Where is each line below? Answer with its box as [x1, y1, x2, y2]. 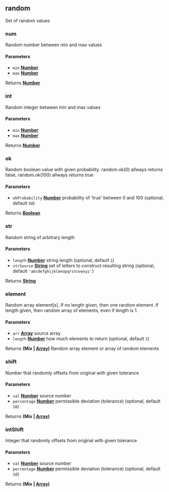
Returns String [5, 278, 36, 284]
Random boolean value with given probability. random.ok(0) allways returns [5, 167, 163, 173]
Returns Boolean [5, 210, 40, 216]
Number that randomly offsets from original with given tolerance [5, 370, 139, 376]
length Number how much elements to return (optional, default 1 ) [12, 336, 149, 342]
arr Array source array [12, 330, 61, 337]
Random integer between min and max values [5, 104, 101, 110]
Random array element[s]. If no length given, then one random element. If [5, 302, 159, 308]
